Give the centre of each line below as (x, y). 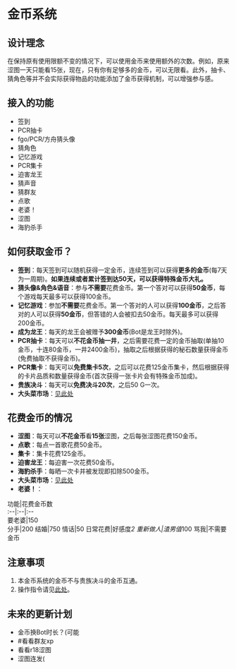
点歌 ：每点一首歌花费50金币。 (61, 445)
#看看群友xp (36, 641)
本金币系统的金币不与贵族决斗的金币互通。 (79, 581)
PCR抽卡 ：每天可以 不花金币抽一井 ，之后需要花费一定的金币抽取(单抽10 (121, 340)
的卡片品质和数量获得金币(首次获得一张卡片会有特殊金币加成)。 (110, 375)
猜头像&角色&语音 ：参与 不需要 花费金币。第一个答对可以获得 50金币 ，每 (121, 287)
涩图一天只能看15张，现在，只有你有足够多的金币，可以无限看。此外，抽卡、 (118, 70)
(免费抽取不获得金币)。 (51, 358)
